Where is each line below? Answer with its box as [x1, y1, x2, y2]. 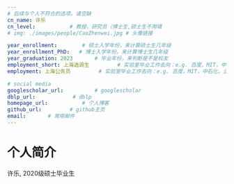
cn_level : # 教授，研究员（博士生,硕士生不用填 [7, 23, 162, 30]
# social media [7, 81, 52, 87]
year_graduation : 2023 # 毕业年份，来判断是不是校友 [7, 55, 169, 62]
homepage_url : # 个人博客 [7, 100, 109, 107]
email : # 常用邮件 [7, 112, 75, 120]
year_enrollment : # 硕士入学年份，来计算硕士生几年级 [7, 42, 172, 49]
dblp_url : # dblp [7, 93, 92, 101]
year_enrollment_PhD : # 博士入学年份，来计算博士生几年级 [7, 49, 169, 56]
